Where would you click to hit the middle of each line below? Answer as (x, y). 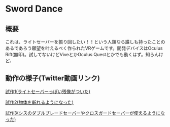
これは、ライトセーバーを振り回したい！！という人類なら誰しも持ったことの (85, 42)
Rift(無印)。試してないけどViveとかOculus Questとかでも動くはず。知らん (82, 54)
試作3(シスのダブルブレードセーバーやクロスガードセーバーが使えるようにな (85, 113)
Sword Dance (34, 9)
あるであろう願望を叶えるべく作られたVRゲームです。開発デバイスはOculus (84, 48)
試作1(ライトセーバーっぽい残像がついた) (48, 91)
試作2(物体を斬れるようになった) (39, 102)
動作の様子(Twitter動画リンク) (53, 78)
